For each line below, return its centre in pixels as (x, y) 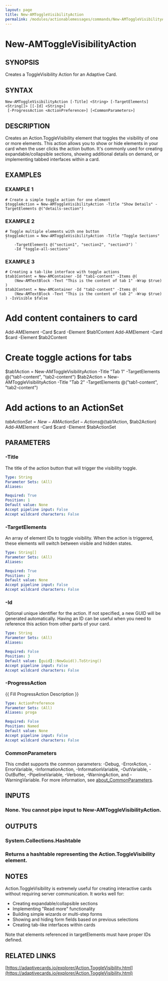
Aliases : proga (21, 713)
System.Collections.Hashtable (43, 841)
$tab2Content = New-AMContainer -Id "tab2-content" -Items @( (71, 290)
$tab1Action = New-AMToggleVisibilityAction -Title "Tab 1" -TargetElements (82, 372)
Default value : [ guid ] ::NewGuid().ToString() (53, 661)
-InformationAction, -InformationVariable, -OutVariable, (91, 769)
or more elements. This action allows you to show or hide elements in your (82, 143)
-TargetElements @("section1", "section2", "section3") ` (76, 244)
